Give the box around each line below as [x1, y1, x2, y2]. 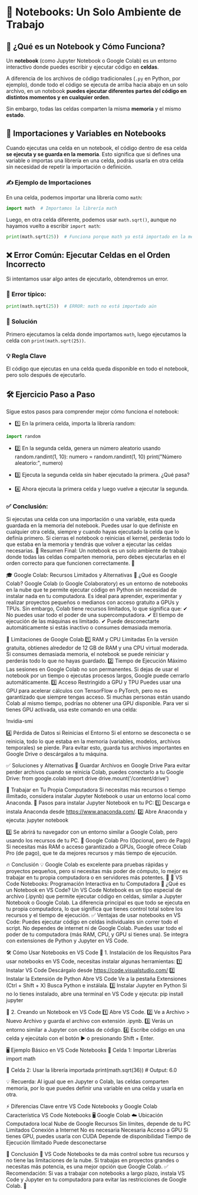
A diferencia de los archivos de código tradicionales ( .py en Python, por [6, 75, 181, 82]
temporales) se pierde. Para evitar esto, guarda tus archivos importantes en [6, 744, 190, 751]
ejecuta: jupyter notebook [6, 816, 69, 824]
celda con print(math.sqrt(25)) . [6, 337, 86, 344]
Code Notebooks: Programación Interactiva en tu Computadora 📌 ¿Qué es [6, 880, 186, 887]
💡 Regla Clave [6, 352, 47, 360]
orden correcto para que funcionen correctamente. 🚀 [6, 560, 136, 567]
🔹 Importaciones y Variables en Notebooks [6, 128, 166, 138]
